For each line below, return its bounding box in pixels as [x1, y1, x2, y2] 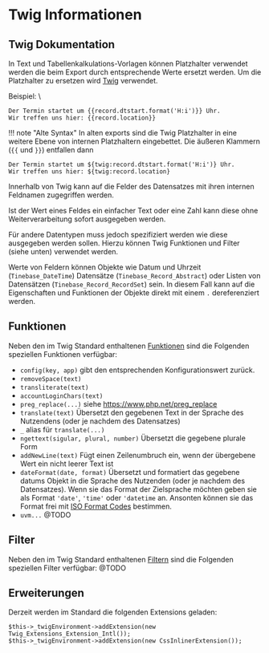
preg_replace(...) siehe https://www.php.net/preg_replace [19, 399, 218, 408]
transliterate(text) [19, 383, 89, 391]
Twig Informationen [8, 6, 142, 24]
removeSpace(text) [19, 375, 82, 383]
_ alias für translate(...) [19, 424, 105, 434]
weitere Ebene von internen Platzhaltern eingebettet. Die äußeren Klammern [8, 136, 261, 146]
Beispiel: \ [8, 91, 42, 101]
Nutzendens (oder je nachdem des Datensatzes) [19, 416, 181, 426]
